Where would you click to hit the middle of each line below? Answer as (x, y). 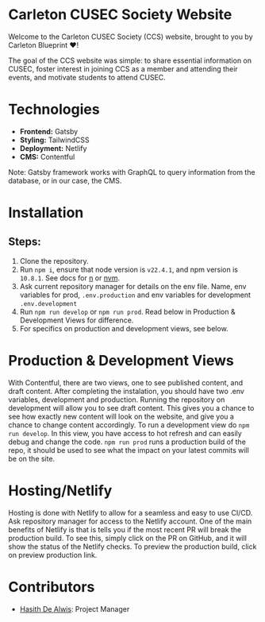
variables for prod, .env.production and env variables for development (135, 295)
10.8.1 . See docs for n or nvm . (70, 278)
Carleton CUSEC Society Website (120, 15)
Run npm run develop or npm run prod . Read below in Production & (127, 311)
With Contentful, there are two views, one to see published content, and (126, 382)
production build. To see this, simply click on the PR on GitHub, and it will (128, 538)
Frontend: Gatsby (49, 131)
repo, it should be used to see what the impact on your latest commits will (129, 450)
